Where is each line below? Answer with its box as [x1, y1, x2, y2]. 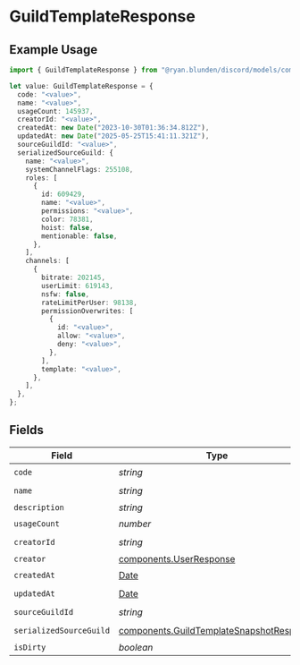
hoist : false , [41, 223, 94, 232]
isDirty [13, 642, 46, 652]
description [13, 502, 65, 512]
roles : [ [25, 173, 58, 183]
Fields [9, 422, 45, 438]
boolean [118, 641, 154, 653]
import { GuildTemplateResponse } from [9, 65, 158, 74]
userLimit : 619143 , [41, 281, 114, 290]
